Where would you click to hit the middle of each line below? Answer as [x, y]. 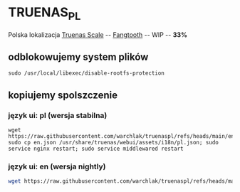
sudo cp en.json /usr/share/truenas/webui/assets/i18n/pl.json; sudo [114, 143]
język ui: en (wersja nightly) [57, 166]
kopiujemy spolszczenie [63, 95]
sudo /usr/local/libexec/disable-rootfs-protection [86, 73]
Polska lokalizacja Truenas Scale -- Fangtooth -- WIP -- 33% [98, 34]
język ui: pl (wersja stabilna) [58, 115]
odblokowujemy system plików [78, 57]
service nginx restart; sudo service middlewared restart [96, 149]
